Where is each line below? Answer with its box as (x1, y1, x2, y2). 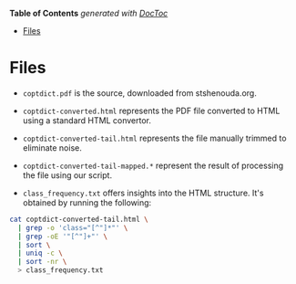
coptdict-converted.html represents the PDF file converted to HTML (22, 105, 281, 116)
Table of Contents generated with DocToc (9, 8, 168, 18)
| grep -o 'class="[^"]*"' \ (17, 223, 128, 232)
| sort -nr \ (17, 258, 67, 267)
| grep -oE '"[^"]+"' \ (17, 232, 107, 241)
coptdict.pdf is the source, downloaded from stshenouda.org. (22, 87, 257, 99)
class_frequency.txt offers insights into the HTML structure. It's (22, 187, 264, 198)
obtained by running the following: (22, 196, 152, 208)
